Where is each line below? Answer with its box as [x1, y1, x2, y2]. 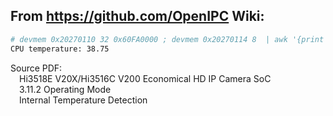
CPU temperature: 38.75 [10, 44, 110, 54]
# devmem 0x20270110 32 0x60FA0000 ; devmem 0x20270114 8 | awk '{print [10, 34, 325, 44]
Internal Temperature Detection [19, 94, 148, 106]
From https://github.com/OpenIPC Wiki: [10, 8, 265, 25]
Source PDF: [10, 62, 63, 74]
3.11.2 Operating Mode [19, 83, 112, 95]
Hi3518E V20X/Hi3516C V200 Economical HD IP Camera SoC [19, 72, 272, 84]
